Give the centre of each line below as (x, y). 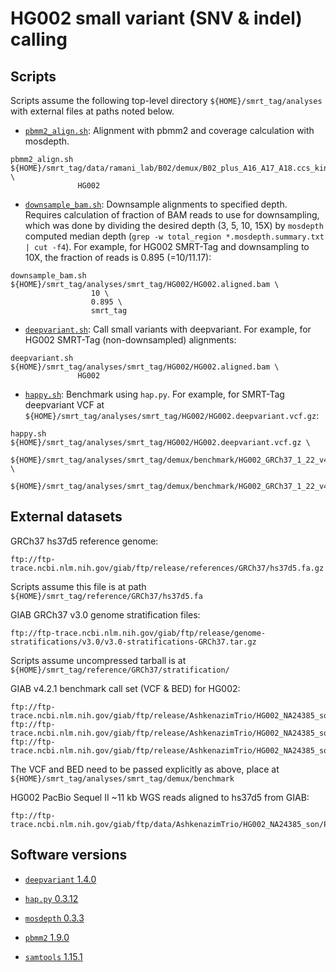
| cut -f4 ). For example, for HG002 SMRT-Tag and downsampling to (167, 246)
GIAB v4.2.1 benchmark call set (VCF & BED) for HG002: (125, 688)
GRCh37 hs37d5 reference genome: (84, 541)
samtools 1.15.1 (53, 956)
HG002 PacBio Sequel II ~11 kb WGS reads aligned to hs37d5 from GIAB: (160, 797)
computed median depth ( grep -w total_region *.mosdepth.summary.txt (174, 236)
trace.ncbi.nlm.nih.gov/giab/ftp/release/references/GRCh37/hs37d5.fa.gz (167, 568)
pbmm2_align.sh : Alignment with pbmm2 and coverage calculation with (169, 130)
